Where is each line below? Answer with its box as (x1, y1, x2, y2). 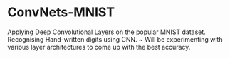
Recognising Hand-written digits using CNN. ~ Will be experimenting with (7, 35, 223, 43)
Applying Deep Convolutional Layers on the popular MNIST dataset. (7, 28, 207, 36)
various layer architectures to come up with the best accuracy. (7, 42, 191, 51)
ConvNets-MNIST (7, 4, 115, 21)
